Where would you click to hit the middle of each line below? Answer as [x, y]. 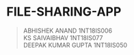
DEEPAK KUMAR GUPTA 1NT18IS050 [75, 45]
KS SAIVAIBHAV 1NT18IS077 [63, 37]
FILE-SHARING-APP [64, 12]
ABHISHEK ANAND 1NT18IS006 [68, 31]
